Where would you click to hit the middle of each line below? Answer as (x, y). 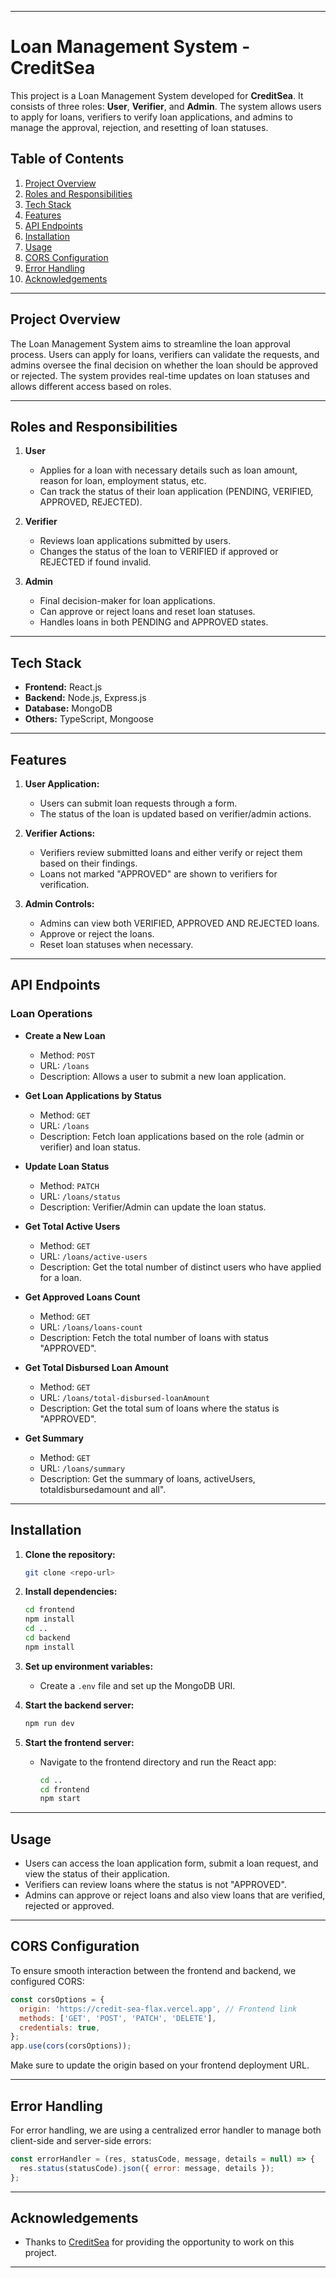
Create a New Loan (65, 1035)
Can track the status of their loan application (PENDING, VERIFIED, (176, 492)
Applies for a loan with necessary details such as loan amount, (168, 470)
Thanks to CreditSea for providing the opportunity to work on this (159, 2242)
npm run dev (49, 1723)
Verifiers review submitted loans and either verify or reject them (171, 852)
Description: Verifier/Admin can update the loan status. (153, 1207)
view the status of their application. (97, 1874)
